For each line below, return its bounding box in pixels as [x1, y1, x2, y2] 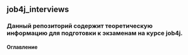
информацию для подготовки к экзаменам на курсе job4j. [6, 29, 183, 37]
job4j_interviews [6, 5, 69, 14]
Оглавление [6, 43, 38, 50]
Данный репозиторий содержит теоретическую [6, 22, 153, 30]
